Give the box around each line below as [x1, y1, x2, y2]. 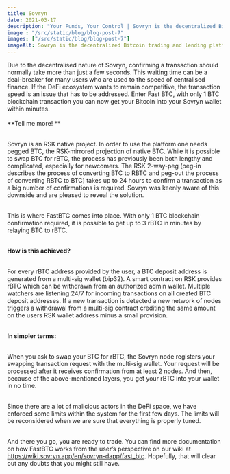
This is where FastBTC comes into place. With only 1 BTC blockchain [7, 212, 200, 220]
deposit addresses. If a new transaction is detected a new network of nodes [7, 297, 222, 304]
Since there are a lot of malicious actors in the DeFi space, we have [7, 403, 197, 410]
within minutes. [7, 104, 50, 113]
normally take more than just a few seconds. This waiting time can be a [7, 68, 207, 76]
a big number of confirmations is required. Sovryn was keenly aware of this [7, 183, 220, 192]
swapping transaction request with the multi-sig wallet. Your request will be [7, 360, 220, 368]
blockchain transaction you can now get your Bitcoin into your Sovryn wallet [7, 98, 222, 105]
